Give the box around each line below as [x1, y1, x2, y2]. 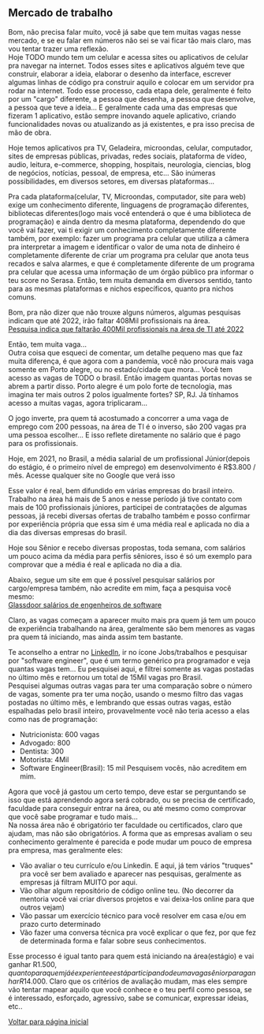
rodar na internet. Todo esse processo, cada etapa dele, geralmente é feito [8, 86, 252, 95]
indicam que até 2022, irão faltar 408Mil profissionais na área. [8, 315, 210, 325]
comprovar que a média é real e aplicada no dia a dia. [8, 560, 183, 569]
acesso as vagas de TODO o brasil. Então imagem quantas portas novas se [8, 373, 252, 382]
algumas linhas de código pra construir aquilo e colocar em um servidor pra [8, 77, 255, 87]
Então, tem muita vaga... [8, 339, 87, 349]
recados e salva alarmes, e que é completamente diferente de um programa [8, 258, 255, 268]
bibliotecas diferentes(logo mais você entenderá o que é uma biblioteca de [8, 208, 251, 218]
